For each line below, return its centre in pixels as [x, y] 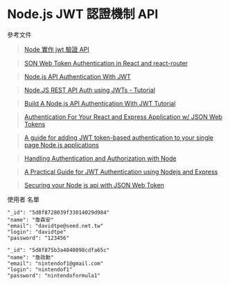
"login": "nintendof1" [40, 269]
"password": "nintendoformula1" [54, 275]
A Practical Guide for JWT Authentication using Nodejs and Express [121, 172]
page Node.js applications [61, 145]
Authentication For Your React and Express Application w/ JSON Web [123, 117]
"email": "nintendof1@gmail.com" [55, 264]
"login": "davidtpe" [37, 232]
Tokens [35, 124]
